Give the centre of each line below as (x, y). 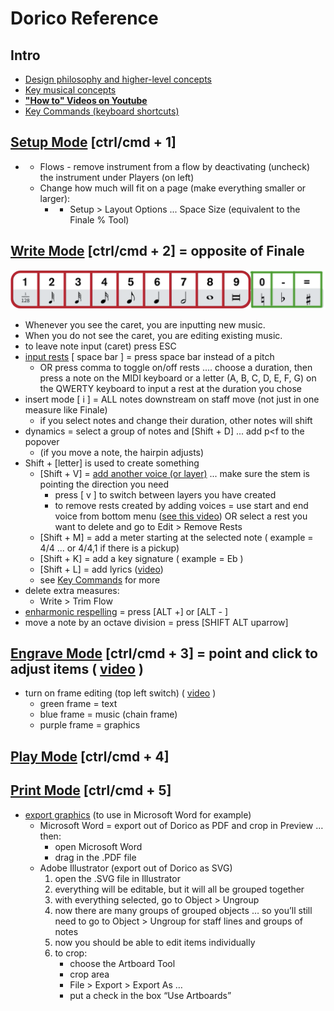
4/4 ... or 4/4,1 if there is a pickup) (109, 548)
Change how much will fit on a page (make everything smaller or (173, 188)
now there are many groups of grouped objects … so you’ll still (183, 910)
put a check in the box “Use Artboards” (150, 995)
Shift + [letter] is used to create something (112, 463)
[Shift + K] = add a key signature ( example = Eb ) (141, 558)
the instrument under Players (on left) (117, 177)
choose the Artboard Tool (122, 963)
